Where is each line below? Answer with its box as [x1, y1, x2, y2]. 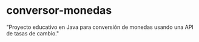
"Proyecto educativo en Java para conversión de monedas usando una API [6, 23, 194, 31]
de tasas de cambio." [6, 29, 59, 37]
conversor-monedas [6, 4, 112, 17]
